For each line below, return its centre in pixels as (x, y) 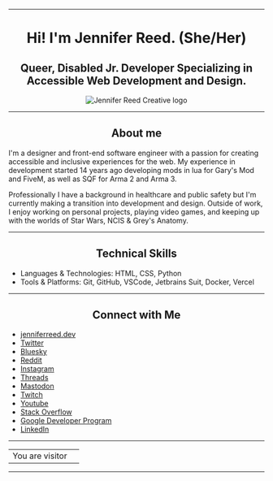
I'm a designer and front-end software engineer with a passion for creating (134, 153)
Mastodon (37, 386)
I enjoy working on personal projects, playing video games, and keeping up (134, 211)
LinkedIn (35, 429)
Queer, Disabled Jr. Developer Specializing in (136, 68)
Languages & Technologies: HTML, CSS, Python (101, 273)
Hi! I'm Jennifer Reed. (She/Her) (136, 38)
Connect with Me (136, 315)
